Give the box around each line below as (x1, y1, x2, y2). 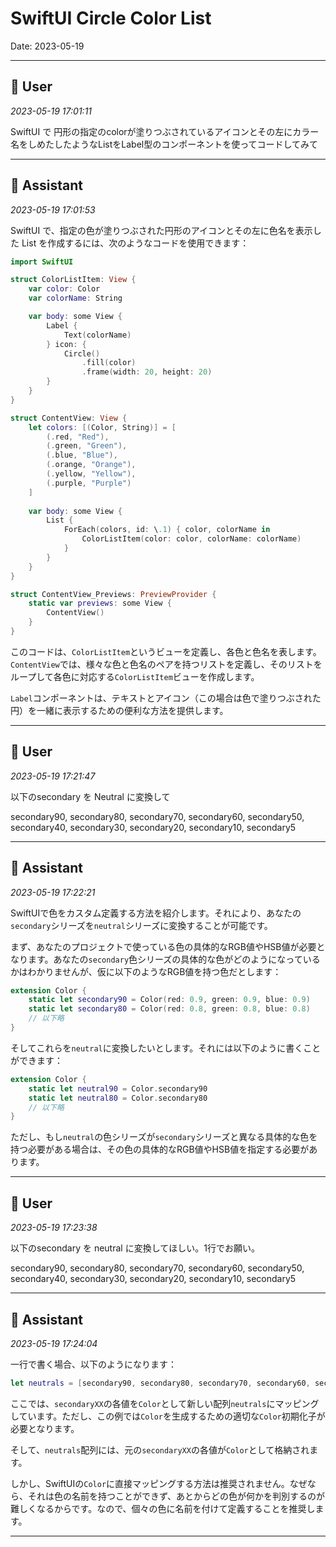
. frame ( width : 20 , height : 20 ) (81, 367, 213, 377)
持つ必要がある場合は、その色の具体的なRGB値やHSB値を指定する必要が (10, 1143, 310, 1156)
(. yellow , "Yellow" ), (46, 469, 137, 479)
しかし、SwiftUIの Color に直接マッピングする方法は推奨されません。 (10, 1477, 290, 1489)
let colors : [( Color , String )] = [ (28, 422, 177, 432)
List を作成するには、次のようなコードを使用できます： (21, 237, 250, 249)
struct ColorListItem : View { (10, 275, 137, 285)
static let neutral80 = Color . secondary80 (28, 1093, 208, 1103)
